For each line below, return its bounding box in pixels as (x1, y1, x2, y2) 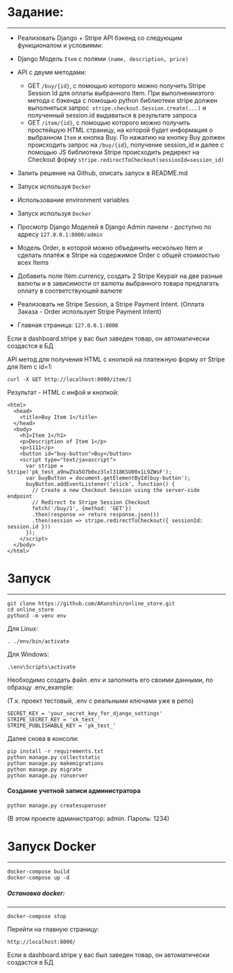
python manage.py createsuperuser (7, 802, 107, 810)
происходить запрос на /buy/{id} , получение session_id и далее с (27, 140, 224, 149)
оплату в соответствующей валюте (17, 286, 123, 295)
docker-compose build (7, 868, 70, 876)
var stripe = (25, 462, 64, 469)
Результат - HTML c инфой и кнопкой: (7, 388, 119, 396)
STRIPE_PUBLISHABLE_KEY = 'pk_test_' (7, 722, 116, 729)
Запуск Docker (7, 839, 96, 855)
